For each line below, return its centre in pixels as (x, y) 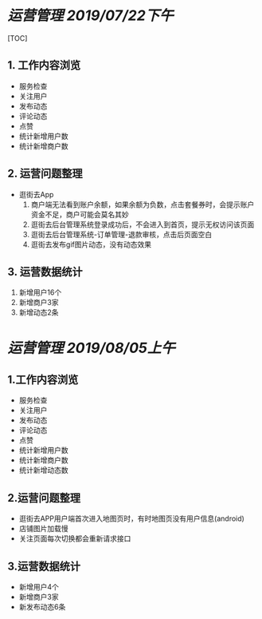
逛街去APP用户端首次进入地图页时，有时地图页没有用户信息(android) (131, 518)
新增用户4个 (39, 587)
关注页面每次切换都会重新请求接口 (75, 538)
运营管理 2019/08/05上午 (92, 348)
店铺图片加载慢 (43, 529)
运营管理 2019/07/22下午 (91, 16)
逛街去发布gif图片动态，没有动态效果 (91, 244)
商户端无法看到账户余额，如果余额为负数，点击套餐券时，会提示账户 (143, 204)
